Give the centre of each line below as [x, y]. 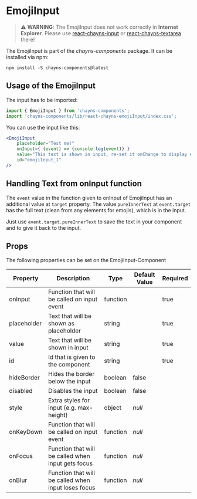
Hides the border [71, 374]
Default [145, 275]
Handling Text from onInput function [74, 184]
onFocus [21, 456]
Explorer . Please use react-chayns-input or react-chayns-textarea [101, 33]
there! [28, 39]
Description [73, 279]
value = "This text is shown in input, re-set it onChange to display [102, 155]
